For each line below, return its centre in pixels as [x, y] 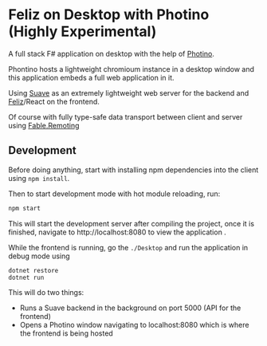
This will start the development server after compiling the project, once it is [132, 223]
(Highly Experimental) [82, 31]
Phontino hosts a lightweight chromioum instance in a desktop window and [132, 69]
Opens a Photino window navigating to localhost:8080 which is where [134, 324]
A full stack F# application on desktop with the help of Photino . [112, 53]
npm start [25, 208]
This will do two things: [46, 292]
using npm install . [39, 178]
